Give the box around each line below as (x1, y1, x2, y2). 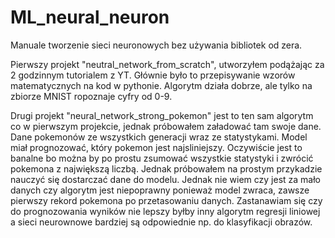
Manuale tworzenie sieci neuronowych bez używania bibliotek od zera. (10, 39, 303, 51)
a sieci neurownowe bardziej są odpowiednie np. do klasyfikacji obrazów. (10, 216, 313, 228)
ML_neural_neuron (10, 6, 170, 29)
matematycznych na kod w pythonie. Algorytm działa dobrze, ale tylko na (10, 79, 313, 91)
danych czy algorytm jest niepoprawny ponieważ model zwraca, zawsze (10, 184, 310, 196)
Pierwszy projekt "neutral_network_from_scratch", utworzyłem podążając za (10, 58, 325, 70)
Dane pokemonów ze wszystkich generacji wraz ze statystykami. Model (10, 131, 308, 143)
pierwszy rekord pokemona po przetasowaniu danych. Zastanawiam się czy (10, 194, 323, 206)
